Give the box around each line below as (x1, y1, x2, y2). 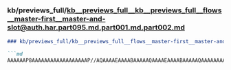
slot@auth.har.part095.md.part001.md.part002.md (7, 23, 186, 32)
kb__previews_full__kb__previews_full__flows (66, 5, 222, 15)
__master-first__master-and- (7, 14, 106, 23)
